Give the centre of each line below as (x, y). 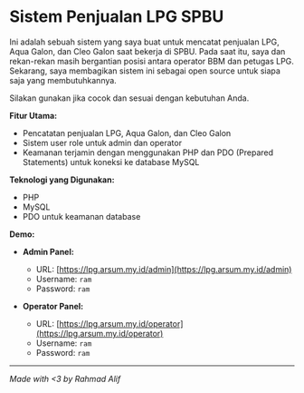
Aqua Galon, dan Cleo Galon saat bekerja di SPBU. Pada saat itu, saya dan (147, 51)
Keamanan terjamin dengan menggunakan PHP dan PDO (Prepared (148, 152)
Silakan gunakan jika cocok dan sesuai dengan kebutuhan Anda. (129, 98)
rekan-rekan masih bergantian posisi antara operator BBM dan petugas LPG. (152, 61)
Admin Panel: (48, 251)
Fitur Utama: (33, 115)
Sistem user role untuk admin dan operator (102, 142)
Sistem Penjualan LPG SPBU (117, 17)
